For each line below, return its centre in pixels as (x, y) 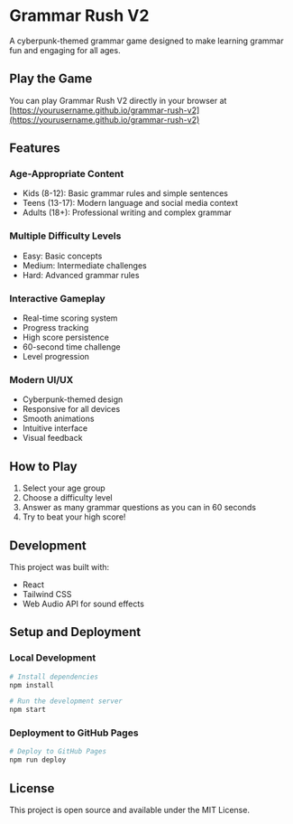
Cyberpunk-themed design (73, 399)
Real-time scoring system (70, 318)
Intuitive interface (55, 428)
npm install (32, 685)
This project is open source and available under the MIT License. (130, 810)
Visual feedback (52, 438)
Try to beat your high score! (74, 517)
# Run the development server (66, 701)
